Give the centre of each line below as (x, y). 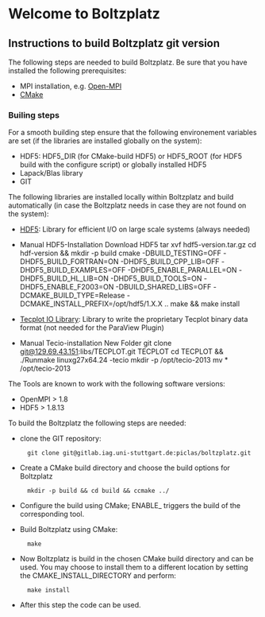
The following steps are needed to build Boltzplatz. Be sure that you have (128, 62)
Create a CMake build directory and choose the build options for (125, 468)
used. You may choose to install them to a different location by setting (134, 567)
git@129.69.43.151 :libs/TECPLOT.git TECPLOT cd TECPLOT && (121, 351)
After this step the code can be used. (80, 605)
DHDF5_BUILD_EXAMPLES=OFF (73, 270)
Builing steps (34, 114)
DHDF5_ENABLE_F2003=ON (67, 287)
